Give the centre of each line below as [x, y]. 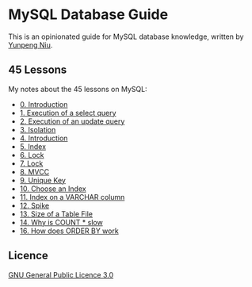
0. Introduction [44, 104]
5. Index [32, 146]
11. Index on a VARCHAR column [72, 197]
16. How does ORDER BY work [69, 231]
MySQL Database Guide [88, 15]
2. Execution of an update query [72, 121]
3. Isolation [38, 129]
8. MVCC [34, 171]
